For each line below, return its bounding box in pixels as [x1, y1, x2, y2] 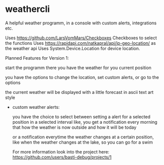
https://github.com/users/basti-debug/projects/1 [12, 154, 112, 160]
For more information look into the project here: [12, 149, 109, 155]
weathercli [5, 3, 50, 15]
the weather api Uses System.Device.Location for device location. [5, 45, 140, 51]
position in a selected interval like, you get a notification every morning [12, 119, 158, 125]
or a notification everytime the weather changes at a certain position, [12, 134, 154, 140]
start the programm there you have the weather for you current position [5, 65, 152, 71]
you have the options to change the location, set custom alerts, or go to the [5, 74, 159, 80]
